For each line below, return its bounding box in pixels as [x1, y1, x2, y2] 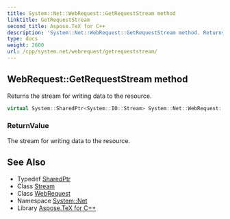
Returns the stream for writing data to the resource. [7, 92, 152, 100]
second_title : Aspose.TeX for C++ [7, 23, 106, 29]
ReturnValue [7, 121, 49, 131]
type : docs [7, 36, 38, 42]
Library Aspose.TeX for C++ [16, 203, 97, 212]
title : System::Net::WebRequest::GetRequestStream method [7, 10, 176, 17]
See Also [7, 157, 46, 168]
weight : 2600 [7, 42, 44, 49]
